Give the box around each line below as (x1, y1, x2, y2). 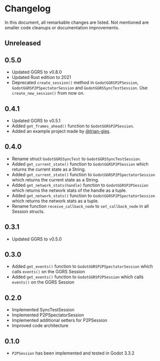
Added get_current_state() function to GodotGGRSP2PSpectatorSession (11, 172, 155, 178)
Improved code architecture (11, 323, 69, 329)
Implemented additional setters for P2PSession (11, 317, 108, 323)
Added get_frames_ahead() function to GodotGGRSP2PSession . (11, 122, 134, 129)
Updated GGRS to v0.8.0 (11, 69, 62, 75)
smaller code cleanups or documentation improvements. (4, 24, 120, 30)
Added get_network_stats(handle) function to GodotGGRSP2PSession (11, 182, 149, 188)
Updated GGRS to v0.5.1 (11, 118, 61, 123)
